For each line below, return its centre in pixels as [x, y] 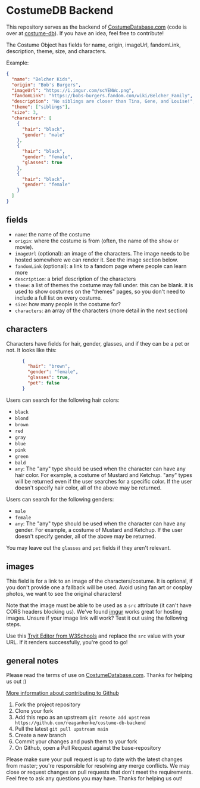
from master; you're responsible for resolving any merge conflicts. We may [98, 766]
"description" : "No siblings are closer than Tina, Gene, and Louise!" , [104, 101]
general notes [32, 661]
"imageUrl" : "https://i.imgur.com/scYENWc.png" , [73, 90]
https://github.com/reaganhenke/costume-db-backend [80, 723]
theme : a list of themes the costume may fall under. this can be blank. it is [104, 285]
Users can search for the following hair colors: [63, 400]
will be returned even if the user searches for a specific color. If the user [103, 481]
